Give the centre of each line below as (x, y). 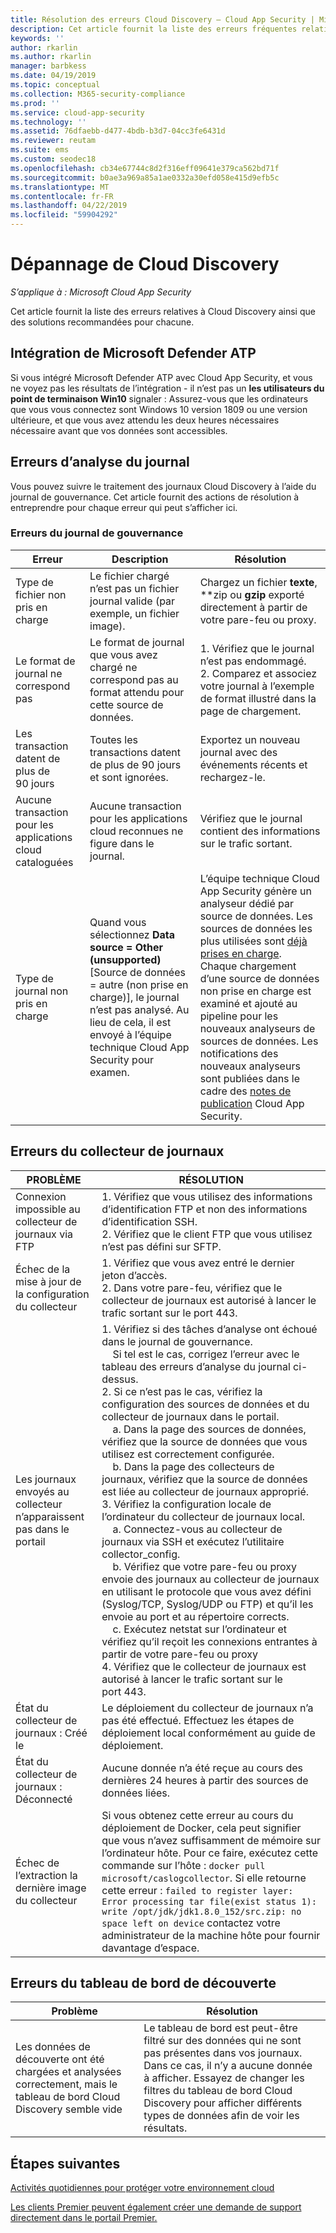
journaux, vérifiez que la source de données (204, 1479)
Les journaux (46, 1479)
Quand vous (118, 922)
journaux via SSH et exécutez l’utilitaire (193, 1541)
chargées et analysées (68, 2072)
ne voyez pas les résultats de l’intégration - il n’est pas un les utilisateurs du (167, 388)
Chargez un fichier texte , (258, 582)
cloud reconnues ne (136, 831)
